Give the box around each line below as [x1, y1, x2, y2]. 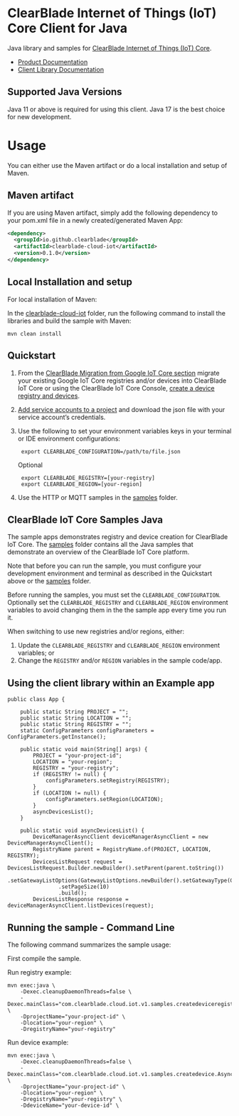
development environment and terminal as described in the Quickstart [7, 569, 212, 578]
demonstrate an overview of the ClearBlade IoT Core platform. [7, 548, 190, 556]
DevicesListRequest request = [33, 858, 122, 865]
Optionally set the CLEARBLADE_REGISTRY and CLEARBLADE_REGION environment [7, 598, 229, 607]
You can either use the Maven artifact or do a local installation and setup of [7, 161, 228, 169]
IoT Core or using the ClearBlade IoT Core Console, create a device [17, 383, 215, 392]
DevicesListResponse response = [33, 896, 129, 903]
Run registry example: [7, 967, 72, 976]
